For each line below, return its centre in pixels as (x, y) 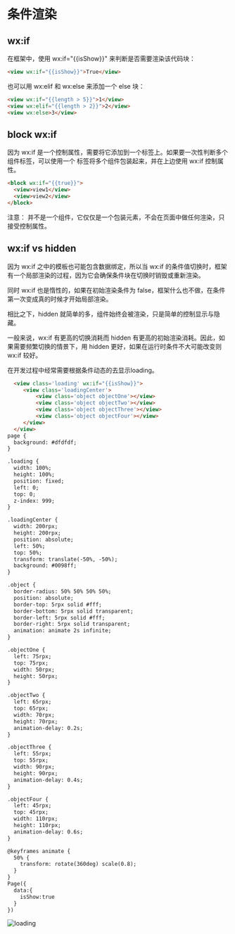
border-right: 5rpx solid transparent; (72, 624)
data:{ (23, 890)
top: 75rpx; (31, 663)
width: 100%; (33, 468)
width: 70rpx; (34, 715)
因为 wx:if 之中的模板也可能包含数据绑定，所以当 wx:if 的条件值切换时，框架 (117, 266)
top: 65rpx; (31, 708)
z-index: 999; (34, 501)
